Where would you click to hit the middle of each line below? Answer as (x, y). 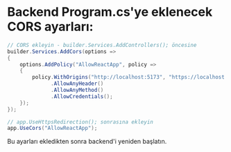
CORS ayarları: (50, 27)
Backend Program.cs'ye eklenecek (110, 12)
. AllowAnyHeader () (77, 84)
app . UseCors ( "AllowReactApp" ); (52, 129)
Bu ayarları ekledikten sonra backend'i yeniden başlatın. (87, 142)
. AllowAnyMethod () (77, 91)
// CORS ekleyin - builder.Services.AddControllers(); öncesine (102, 45)
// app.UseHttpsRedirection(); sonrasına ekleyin (80, 122)
